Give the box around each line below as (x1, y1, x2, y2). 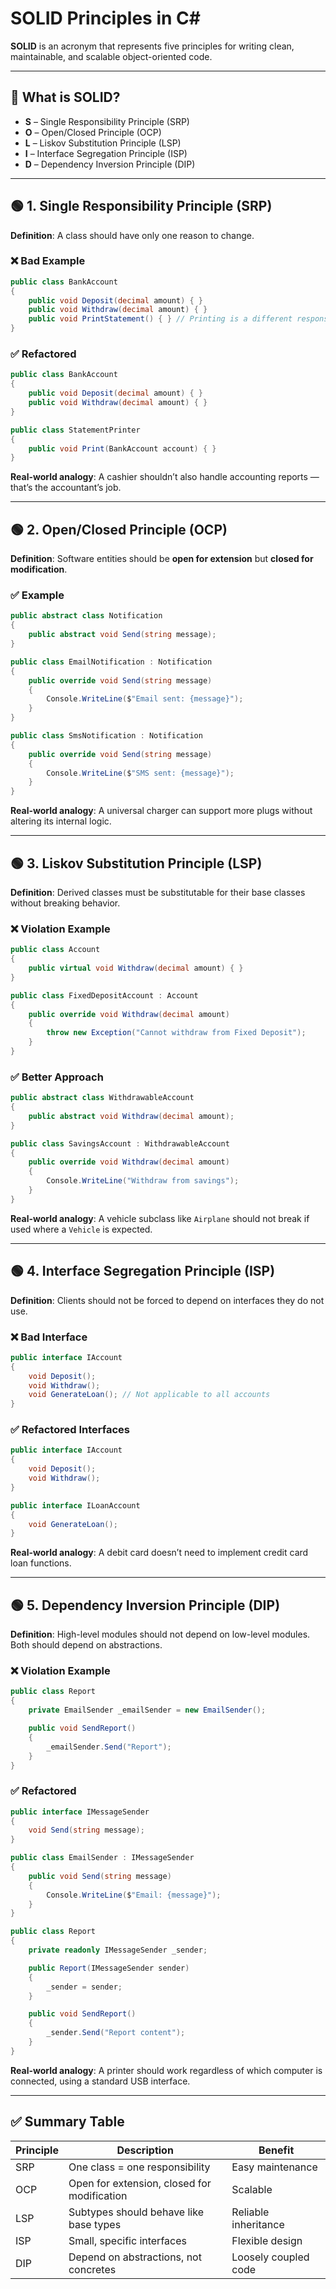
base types (68, 2217, 122, 2231)
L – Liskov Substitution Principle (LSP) (24, 137, 182, 149)
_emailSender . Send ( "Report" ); (46, 1742, 172, 1752)
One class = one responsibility (68, 2160, 211, 2174)
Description (116, 2143, 174, 2157)
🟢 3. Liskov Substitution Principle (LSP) (10, 855, 263, 872)
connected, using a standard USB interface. (10, 2075, 191, 2087)
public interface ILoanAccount (10, 1500, 141, 1511)
